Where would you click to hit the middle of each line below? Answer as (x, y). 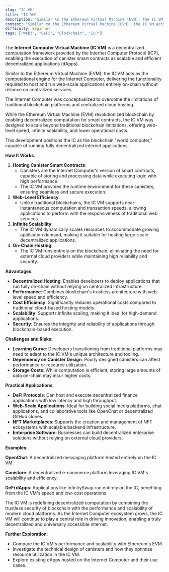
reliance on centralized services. (39, 89)
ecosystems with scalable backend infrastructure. (64, 427)
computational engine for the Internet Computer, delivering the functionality (83, 79)
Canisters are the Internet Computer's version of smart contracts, (88, 170)
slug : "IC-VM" (20, 10)
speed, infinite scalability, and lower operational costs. (72, 131)
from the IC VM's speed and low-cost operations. (57, 493)
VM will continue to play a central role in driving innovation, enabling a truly (83, 519)
